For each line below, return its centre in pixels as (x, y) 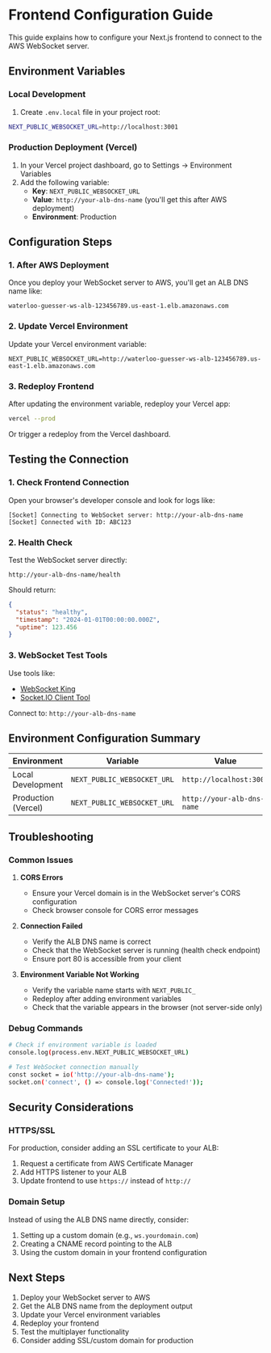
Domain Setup (37, 1202)
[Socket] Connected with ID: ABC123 (70, 522)
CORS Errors (42, 877)
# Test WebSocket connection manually (73, 1068)
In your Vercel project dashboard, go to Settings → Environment (126, 165)
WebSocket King (48, 688)
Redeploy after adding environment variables (106, 999)
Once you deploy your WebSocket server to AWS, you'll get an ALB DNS (128, 283)
